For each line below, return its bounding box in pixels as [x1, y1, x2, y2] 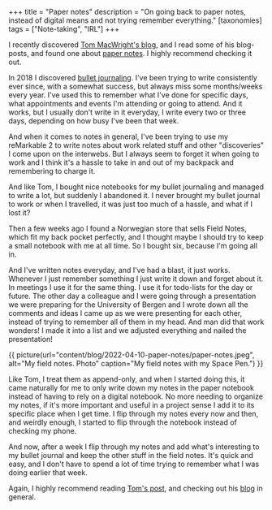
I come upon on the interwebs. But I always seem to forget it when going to [8, 149, 260, 158]
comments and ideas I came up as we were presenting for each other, [8, 309, 243, 318]
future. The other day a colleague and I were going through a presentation [8, 292, 257, 300]
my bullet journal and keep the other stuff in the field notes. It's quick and [8, 451, 254, 460]
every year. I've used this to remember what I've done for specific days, [8, 90, 249, 100]
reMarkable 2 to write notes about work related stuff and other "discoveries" [8, 140, 265, 149]
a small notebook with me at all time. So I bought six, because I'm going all [8, 241, 258, 250]
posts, [8, 49, 30, 58]
